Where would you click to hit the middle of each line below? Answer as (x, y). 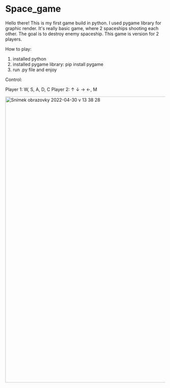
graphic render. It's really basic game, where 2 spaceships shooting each (82, 28)
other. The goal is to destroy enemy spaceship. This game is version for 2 (82, 34)
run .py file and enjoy (35, 70)
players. (14, 39)
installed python (29, 58)
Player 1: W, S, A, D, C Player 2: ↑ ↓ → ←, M (51, 89)
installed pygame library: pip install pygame (58, 64)
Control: (14, 79)
